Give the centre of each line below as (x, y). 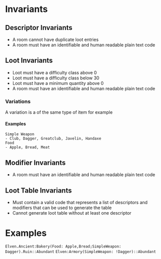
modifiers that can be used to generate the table (62, 208)
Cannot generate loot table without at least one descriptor (72, 213)
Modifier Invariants (35, 162)
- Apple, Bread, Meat (28, 147)
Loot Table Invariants (39, 190)
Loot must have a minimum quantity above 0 (58, 83)
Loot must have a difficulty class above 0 (55, 72)
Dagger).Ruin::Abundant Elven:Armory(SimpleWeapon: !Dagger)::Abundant (80, 252)
